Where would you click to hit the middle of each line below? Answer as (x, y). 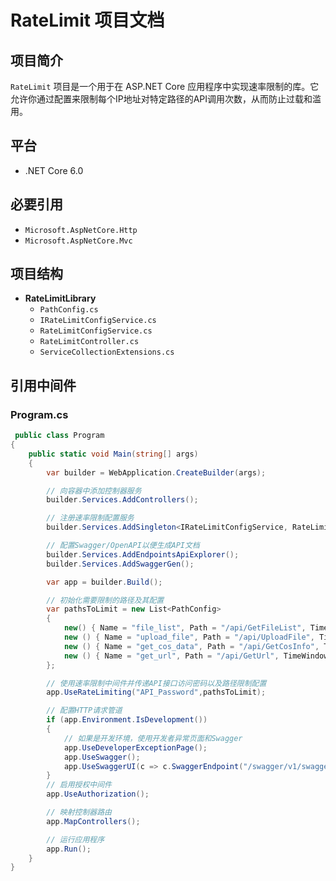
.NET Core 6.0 (54, 170)
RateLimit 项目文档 (87, 20)
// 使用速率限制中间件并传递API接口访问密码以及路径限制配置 (156, 683)
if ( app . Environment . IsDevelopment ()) (127, 720)
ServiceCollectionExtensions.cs (107, 352)
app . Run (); (69, 849)
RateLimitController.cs (89, 342)
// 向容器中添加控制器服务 (94, 491)
